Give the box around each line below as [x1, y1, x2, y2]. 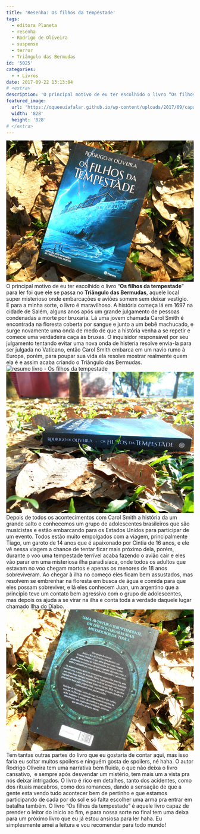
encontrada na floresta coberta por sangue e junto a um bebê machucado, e [6, 320, 194, 328]
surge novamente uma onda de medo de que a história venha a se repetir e [6, 327, 190, 334]
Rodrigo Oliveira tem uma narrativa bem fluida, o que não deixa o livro [6, 764, 177, 771]
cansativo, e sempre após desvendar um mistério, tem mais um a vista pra [6, 771, 190, 778]
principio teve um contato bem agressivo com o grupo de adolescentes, [6, 590, 183, 597]
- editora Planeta [11, 22, 58, 28]
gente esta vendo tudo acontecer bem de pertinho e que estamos [6, 790, 168, 797]
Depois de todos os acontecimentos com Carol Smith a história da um [6, 514, 177, 521]
